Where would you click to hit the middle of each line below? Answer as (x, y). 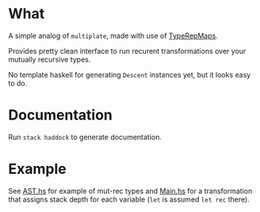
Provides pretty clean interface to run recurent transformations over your (127, 51)
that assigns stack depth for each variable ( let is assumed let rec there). (129, 199)
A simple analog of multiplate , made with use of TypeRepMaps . (113, 36)
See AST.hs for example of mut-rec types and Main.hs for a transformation (130, 191)
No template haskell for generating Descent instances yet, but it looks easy (130, 74)
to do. (18, 83)
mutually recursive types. (50, 59)
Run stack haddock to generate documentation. (85, 137)
